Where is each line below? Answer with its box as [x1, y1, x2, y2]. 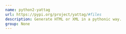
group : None [5, 21, 30, 26]
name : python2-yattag [5, 7, 50, 12]
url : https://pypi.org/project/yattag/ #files [5, 12, 101, 17]
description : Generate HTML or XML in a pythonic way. [5, 16, 122, 21]
